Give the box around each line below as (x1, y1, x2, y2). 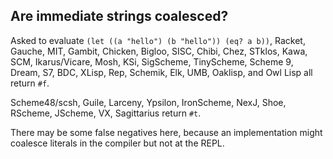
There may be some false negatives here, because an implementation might (10, 126, 323, 138)
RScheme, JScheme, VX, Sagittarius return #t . (10, 107, 202, 119)
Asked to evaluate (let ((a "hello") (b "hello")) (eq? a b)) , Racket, (10, 34, 306, 46)
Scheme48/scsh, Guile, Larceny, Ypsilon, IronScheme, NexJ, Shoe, (10, 96, 287, 108)
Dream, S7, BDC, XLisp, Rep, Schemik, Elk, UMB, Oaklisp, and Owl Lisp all (10, 66, 313, 78)
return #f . (10, 77, 50, 89)
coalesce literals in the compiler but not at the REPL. (10, 137, 225, 149)
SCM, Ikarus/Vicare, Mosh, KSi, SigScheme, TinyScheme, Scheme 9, (10, 55, 294, 68)
